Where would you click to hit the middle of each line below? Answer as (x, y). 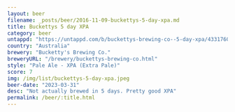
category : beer (29, 33)
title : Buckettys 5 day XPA (48, 26)
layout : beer (26, 14)
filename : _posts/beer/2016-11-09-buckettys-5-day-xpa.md (93, 20)
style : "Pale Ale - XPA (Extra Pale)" (64, 65)
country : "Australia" (39, 46)
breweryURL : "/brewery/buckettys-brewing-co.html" (83, 59)
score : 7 (20, 72)
